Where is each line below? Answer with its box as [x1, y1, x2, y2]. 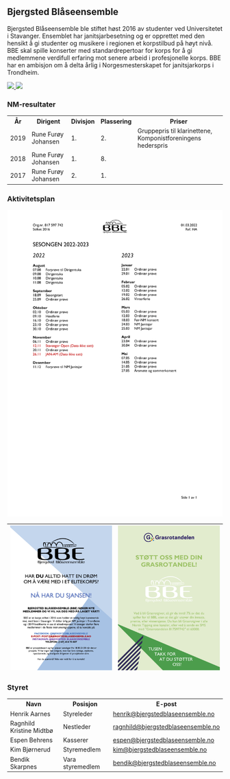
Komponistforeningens [137, 134, 202, 142]
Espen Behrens [10, 736, 53, 745]
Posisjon [72, 700, 98, 708]
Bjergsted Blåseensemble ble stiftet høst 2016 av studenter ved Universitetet [7, 24, 223, 32]
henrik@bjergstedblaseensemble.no [112, 710, 215, 718]
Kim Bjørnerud [10, 745, 51, 754]
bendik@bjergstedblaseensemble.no [112, 759, 217, 767]
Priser [170, 117, 188, 125]
